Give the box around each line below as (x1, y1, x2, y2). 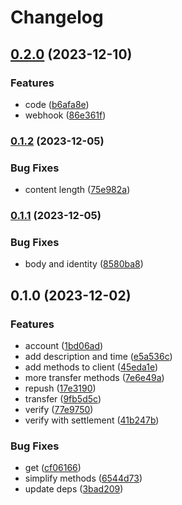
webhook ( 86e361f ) (24, 109, 107, 121)
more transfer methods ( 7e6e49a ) (24, 372, 165, 383)
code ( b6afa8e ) (24, 98, 90, 110)
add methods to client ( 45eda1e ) (24, 361, 159, 373)
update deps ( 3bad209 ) (24, 483, 124, 495)
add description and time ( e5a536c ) (24, 351, 173, 362)
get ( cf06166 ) (24, 462, 82, 474)
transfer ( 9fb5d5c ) (24, 393, 102, 405)
